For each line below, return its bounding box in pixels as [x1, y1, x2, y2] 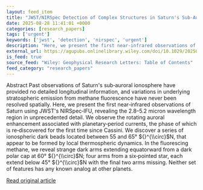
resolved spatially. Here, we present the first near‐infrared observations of [6, 101, 192, 108]
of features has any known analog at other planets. [6, 165, 133, 172]
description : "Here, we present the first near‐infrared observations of [6, 43, 196, 49]
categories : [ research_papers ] [6, 25, 85, 32]
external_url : [6, 48, 42, 54]
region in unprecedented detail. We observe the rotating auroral [6, 114, 165, 121]
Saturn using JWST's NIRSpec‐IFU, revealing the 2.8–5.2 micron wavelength [6, 107, 196, 115]
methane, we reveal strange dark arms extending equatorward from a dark [6, 146, 192, 153]
